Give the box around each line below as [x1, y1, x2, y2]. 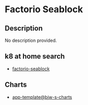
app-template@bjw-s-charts [12, 94, 72, 100]
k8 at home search [5, 52, 65, 61]
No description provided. [5, 37, 57, 43]
